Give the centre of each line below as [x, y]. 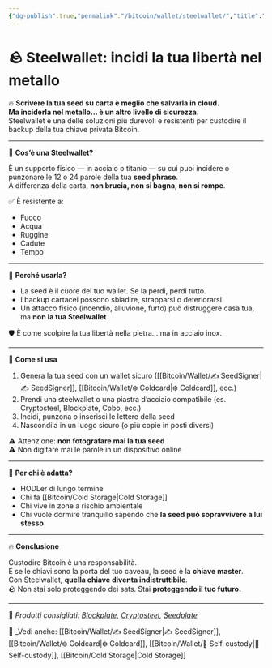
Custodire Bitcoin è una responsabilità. [73, 562]
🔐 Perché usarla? [38, 275]
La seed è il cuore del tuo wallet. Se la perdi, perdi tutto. [113, 291]
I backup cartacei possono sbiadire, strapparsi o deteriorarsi [121, 299]
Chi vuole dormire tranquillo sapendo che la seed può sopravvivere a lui [141, 514]
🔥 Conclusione [34, 546]
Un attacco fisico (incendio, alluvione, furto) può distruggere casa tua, [137, 308]
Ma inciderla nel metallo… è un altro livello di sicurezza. [104, 112]
